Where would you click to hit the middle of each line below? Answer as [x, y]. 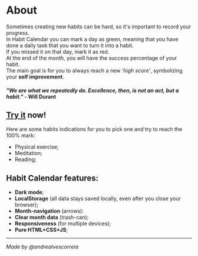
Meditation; [28, 153]
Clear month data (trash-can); [52, 217]
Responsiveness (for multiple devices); [63, 224]
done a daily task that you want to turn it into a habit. [70, 45]
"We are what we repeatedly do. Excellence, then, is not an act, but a [93, 90]
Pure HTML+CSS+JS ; [41, 230]
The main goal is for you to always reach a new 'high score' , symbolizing [94, 70]
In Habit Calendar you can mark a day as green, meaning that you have [92, 39]
